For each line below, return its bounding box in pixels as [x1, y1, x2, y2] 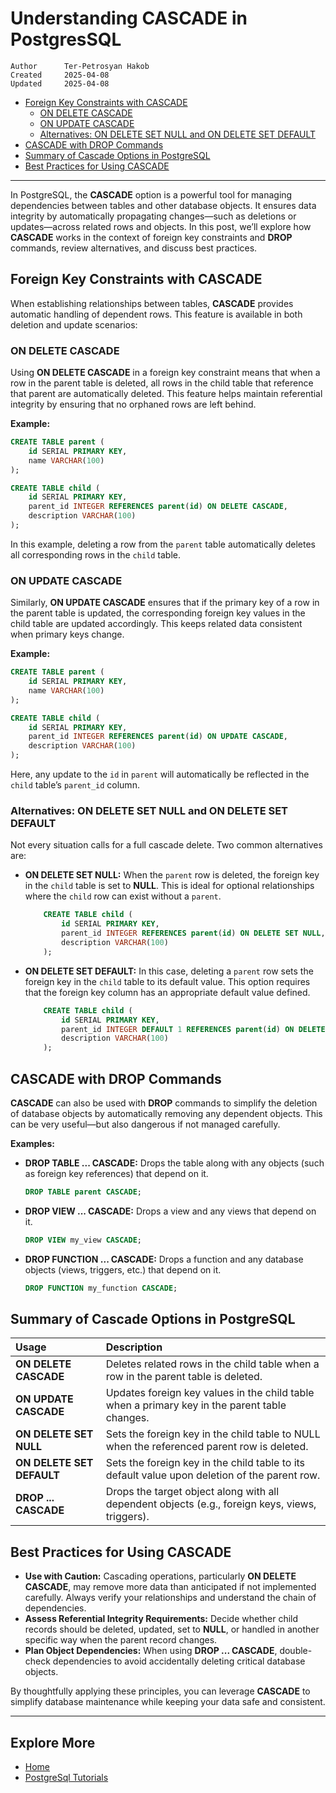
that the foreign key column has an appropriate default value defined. [24, 986, 311, 998]
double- [279, 1645, 313, 1657]
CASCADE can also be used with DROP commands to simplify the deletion [10, 1097, 318, 1109]
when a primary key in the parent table [105, 1398, 287, 1412]
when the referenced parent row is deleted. [105, 1440, 309, 1454]
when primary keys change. [10, 628, 125, 641]
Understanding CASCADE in [10, 7, 248, 30]
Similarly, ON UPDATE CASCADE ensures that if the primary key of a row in [10, 597, 320, 609]
